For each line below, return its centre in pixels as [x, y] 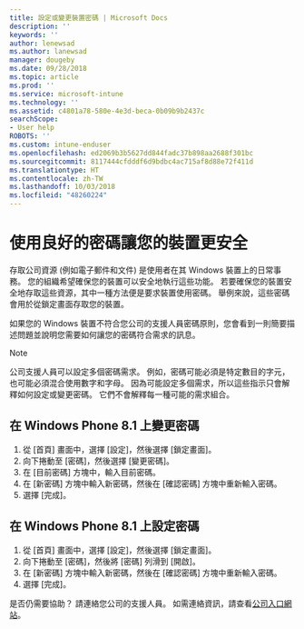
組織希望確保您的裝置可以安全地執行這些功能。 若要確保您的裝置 [163, 281]
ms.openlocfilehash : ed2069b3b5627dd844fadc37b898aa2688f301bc [132, 153]
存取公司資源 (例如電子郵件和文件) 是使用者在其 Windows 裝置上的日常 [142, 270]
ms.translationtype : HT [54, 170]
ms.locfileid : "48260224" [58, 195]
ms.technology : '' [44, 102]
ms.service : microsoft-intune [67, 94]
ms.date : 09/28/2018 [49, 69]
